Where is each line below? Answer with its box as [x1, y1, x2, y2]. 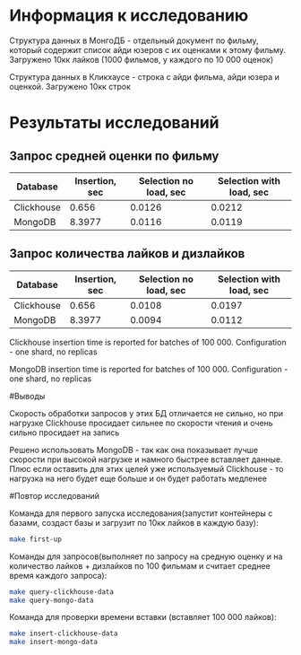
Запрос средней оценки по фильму [9, 148, 219, 163]
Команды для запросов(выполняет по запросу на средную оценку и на [9, 551, 283, 562]
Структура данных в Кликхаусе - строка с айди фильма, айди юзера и [9, 71, 280, 82]
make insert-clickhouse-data [9, 629, 118, 638]
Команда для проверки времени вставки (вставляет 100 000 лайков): [9, 612, 277, 623]
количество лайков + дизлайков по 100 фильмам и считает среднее [9, 560, 271, 571]
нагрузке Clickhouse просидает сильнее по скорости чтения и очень [9, 417, 273, 428]
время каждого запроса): [9, 570, 107, 581]
